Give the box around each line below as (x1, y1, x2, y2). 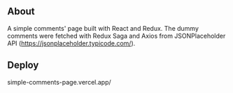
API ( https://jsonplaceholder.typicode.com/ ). (7, 38, 136, 48)
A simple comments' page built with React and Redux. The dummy (7, 24, 199, 32)
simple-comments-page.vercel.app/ (7, 78, 112, 86)
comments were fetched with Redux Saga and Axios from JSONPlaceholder (7, 31, 226, 40)
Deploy (7, 59, 39, 71)
